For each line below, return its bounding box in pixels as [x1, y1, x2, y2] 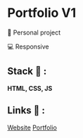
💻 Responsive [7, 42, 49, 51]
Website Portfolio [7, 123, 58, 132]
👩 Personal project [7, 28, 61, 37]
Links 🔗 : [7, 104, 46, 117]
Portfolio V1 [7, 5, 77, 21]
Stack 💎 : [7, 65, 47, 77]
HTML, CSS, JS [7, 84, 53, 92]
